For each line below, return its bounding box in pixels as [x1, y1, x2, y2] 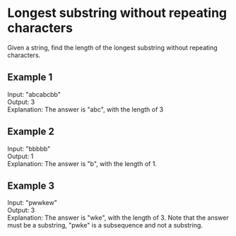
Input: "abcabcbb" [7, 90, 61, 98]
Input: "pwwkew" [7, 199, 58, 207]
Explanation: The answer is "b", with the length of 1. [7, 159, 158, 167]
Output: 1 [7, 152, 34, 160]
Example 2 [7, 126, 54, 138]
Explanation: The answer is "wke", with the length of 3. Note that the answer [7, 213, 229, 222]
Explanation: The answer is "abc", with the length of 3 [7, 105, 164, 114]
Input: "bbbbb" [7, 144, 51, 153]
